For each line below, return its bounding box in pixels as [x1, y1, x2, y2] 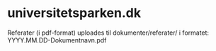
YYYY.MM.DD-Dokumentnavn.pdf [7, 35, 107, 44]
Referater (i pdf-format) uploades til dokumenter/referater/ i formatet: [7, 28, 210, 37]
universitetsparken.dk [7, 5, 142, 21]
